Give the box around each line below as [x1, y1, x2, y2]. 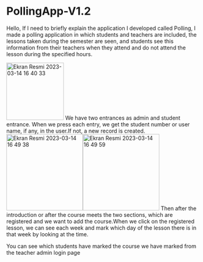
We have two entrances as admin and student [65, 114, 180, 122]
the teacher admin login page [6, 249, 81, 256]
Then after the [160, 205, 197, 212]
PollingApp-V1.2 [6, 4, 91, 18]
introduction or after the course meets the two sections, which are [6, 211, 173, 218]
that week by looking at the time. [6, 230, 89, 238]
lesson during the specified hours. [6, 50, 93, 57]
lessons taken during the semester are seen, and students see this [6, 37, 174, 45]
